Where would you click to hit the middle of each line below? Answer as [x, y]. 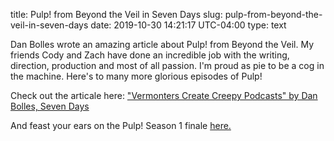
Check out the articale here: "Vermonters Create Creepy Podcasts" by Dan [164, 95]
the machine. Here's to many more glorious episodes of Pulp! [136, 76]
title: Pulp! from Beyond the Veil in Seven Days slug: [116, 14]
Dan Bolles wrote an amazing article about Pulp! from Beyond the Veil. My [162, 44]
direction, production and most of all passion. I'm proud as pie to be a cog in [167, 65]
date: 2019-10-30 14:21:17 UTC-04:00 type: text [188, 25]
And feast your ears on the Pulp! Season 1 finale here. [121, 125]
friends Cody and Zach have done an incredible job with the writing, [150, 55]
